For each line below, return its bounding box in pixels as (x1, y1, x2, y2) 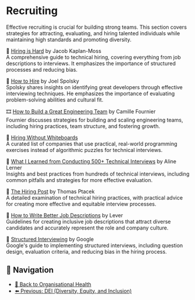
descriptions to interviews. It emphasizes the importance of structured (6, 60, 176, 67)
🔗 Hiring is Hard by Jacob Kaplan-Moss (6, 47, 101, 54)
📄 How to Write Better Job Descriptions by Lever (6, 211, 124, 218)
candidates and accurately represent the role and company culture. (6, 224, 169, 231)
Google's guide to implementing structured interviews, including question (6, 242, 183, 249)
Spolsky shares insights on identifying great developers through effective (6, 83, 183, 90)
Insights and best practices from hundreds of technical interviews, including (6, 170, 190, 177)
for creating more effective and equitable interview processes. (6, 200, 156, 207)
